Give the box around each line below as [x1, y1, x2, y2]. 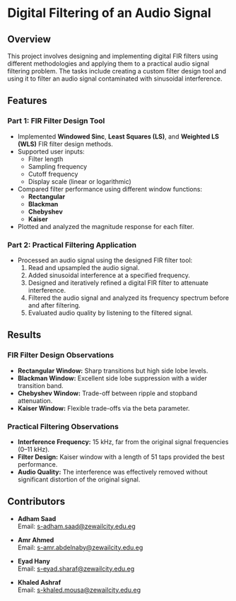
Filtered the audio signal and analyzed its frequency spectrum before [28, 293, 230, 302]
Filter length [28, 154, 64, 163]
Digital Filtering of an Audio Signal [7, 5, 212, 21]
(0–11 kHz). [17, 445, 50, 453]
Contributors [7, 496, 66, 508]
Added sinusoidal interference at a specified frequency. [28, 271, 191, 279]
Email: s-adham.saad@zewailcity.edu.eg [17, 522, 136, 530]
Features [7, 95, 47, 107]
